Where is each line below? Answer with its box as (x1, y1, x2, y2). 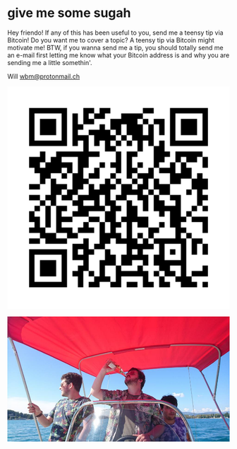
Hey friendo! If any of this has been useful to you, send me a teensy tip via (7, 28, 224, 37)
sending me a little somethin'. (7, 58, 92, 66)
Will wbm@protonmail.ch (7, 72, 80, 81)
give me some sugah (7, 5, 131, 21)
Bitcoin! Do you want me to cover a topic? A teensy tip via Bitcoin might (7, 35, 215, 44)
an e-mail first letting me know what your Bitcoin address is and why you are (7, 51, 230, 59)
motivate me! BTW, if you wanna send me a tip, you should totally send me (7, 43, 224, 52)
